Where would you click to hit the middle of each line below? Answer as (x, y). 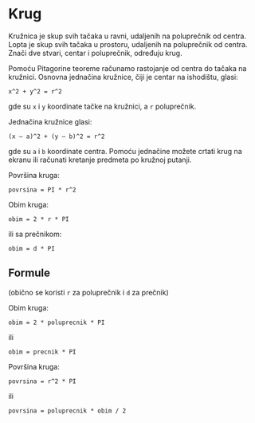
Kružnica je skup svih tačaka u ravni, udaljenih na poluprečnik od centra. (127, 36)
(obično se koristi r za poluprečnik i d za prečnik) (88, 292)
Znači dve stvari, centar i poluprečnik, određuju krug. (95, 53)
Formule (29, 273)
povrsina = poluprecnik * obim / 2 (67, 411)
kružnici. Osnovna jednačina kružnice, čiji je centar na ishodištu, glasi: (123, 77)
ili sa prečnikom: (35, 234)
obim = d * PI (32, 248)
